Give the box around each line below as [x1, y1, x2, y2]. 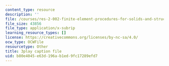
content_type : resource [5, 7, 55, 12]
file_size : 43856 [5, 21, 42, 26]
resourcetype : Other [5, 44, 49, 49]
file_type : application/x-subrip [5, 26, 75, 31]
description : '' [5, 12, 39, 17]
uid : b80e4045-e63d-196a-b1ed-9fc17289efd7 [5, 53, 98, 59]
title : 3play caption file [5, 49, 62, 54]
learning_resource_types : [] [5, 30, 66, 35]
